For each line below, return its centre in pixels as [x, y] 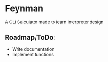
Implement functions [33, 54]
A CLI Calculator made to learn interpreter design [54, 22]
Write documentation [33, 49]
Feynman [24, 9]
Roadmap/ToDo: [30, 37]
